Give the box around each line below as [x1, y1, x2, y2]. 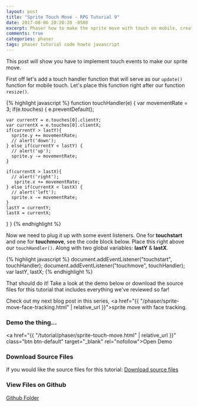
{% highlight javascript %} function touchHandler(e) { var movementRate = [6, 99, 188, 106]
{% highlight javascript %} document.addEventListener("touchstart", [6, 255, 172, 262]
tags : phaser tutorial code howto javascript [6, 42, 120, 48]
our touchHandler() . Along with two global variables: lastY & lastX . [6, 244, 169, 251]
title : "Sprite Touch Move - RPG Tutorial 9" [6, 14, 120, 20]
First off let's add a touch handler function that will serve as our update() [6, 75, 183, 83]
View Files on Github [6, 381, 67, 389]
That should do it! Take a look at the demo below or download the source [6, 280, 184, 287]
